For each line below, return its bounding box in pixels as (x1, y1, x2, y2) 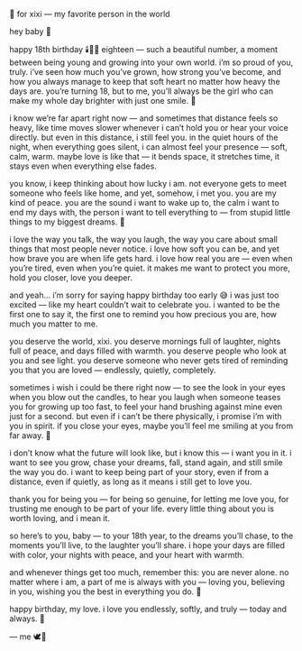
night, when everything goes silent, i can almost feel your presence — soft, (9, 142, 288, 152)
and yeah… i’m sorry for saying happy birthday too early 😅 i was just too (9, 289, 279, 300)
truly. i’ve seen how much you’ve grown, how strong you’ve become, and (9, 67, 281, 77)
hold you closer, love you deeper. (9, 272, 133, 283)
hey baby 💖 (9, 26, 51, 36)
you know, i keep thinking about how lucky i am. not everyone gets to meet (9, 179, 287, 188)
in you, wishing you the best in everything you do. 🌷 (9, 586, 202, 597)
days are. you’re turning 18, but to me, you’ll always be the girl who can (9, 86, 273, 96)
